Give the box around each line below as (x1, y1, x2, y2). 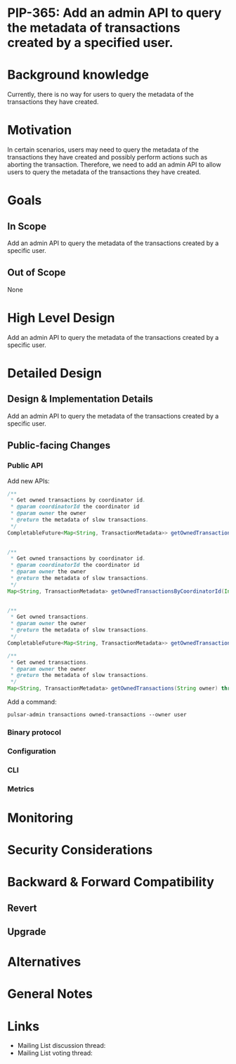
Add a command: (7, 697, 58, 706)
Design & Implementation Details (7, 393, 153, 405)
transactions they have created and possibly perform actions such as (7, 153, 208, 162)
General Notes (7, 986, 93, 1002)
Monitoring (7, 810, 74, 826)
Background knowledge (7, 67, 150, 83)
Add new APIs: (7, 476, 51, 485)
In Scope (7, 220, 47, 232)
